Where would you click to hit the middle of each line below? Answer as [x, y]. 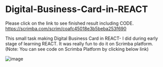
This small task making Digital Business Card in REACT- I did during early [82, 38]
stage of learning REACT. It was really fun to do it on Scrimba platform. [79, 43]
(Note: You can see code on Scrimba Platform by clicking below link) [77, 49]
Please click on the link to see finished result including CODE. [70, 23]
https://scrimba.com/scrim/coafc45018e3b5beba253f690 [66, 28]
